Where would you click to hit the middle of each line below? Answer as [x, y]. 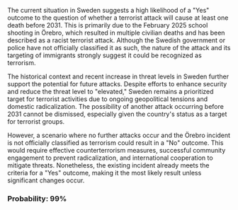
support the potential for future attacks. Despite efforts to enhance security [117, 84]
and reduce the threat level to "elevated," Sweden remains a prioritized [110, 92]
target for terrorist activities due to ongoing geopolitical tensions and [108, 99]
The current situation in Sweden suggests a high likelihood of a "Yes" [108, 10]
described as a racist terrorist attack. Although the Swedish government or [116, 40]
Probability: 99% [37, 199]
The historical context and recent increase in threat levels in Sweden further [118, 76]
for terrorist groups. [36, 122]
